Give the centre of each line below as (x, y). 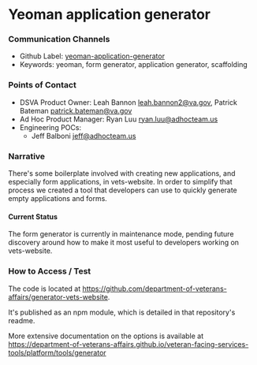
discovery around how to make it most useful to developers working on (123, 243)
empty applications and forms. (58, 199)
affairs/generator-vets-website (58, 296)
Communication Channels (59, 39)
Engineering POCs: (50, 127)
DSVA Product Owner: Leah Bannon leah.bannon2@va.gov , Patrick (128, 102)
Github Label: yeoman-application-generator (92, 56)
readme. (22, 320)
